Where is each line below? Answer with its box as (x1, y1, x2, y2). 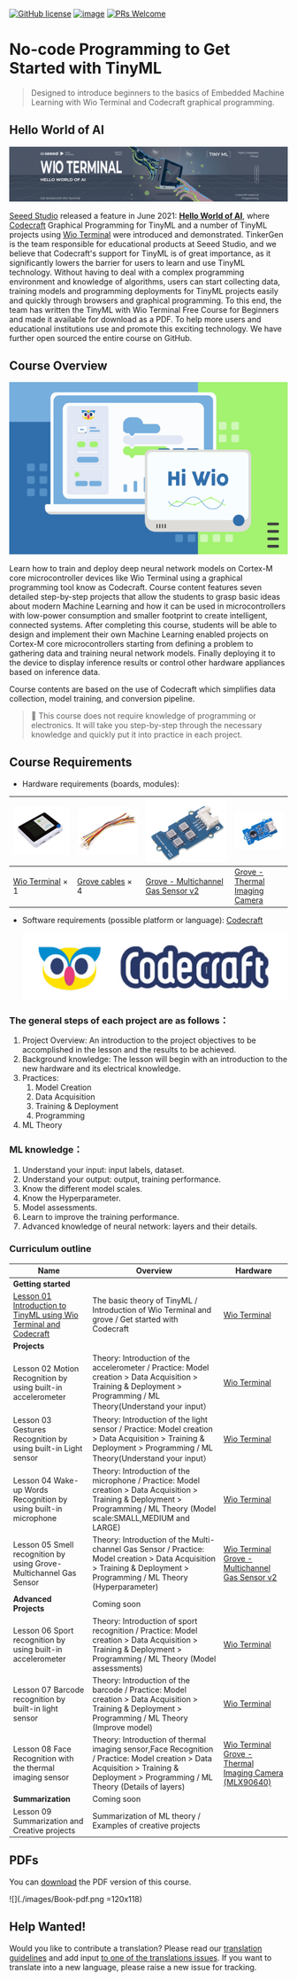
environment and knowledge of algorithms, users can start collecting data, (9, 276, 281, 287)
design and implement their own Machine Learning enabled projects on (9, 629, 269, 640)
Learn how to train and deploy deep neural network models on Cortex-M (9, 563, 273, 574)
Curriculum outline (9, 1243, 92, 1255)
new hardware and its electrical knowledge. (21, 1063, 181, 1074)
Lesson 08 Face (12, 1744, 72, 1754)
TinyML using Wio (12, 1309, 80, 1320)
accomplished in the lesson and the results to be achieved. (21, 1045, 237, 1055)
